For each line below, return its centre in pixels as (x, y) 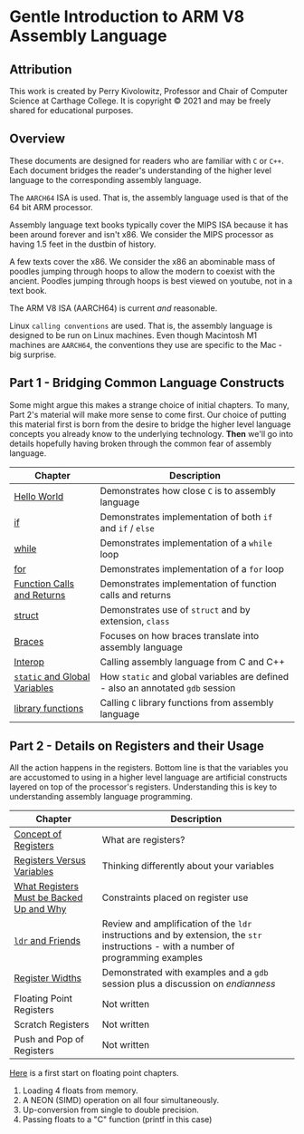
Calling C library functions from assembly (187, 703)
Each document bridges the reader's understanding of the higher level (140, 170)
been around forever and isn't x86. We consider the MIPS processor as (142, 234)
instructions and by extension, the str (182, 935)
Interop (29, 662)
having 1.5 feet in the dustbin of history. (83, 244)
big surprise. (33, 354)
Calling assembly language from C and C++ (192, 662)
